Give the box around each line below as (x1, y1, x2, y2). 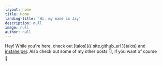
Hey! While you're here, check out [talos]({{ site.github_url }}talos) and (5, 43, 146, 49)
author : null (5, 30, 31, 34)
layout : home (5, 7, 31, 12)
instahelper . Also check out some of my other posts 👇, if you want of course (5, 49, 157, 54)
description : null (5, 20, 42, 26)
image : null (5, 25, 29, 30)
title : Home (5, 12, 29, 16)
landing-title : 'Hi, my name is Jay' (5, 16, 81, 21)
